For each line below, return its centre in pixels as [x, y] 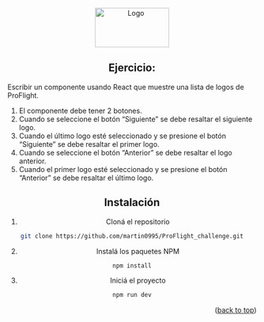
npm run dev [132, 295]
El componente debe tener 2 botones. [81, 110]
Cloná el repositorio [138, 221]
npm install [132, 266]
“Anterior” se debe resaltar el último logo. [86, 178]
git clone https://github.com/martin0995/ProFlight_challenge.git [132, 236]
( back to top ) [236, 310]
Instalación [132, 202]
